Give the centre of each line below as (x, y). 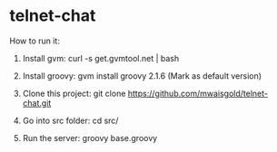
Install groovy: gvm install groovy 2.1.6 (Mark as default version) (142, 76)
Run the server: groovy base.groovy (90, 138)
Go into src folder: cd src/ (70, 120)
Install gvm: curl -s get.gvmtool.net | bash (101, 58)
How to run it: (35, 41)
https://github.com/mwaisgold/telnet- (198, 93)
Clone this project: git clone (74, 93)
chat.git (37, 103)
